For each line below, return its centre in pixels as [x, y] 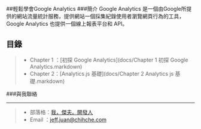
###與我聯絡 [22, 94]
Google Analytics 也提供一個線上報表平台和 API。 [67, 24]
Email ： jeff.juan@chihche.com [68, 119]
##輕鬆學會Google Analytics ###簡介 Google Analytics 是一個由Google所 [96, 9]
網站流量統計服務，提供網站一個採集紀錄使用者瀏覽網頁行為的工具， [100, 16]
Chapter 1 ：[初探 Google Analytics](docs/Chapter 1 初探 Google [109, 60]
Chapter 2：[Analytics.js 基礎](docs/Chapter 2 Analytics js [102, 73]
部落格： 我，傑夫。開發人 [61, 112]
